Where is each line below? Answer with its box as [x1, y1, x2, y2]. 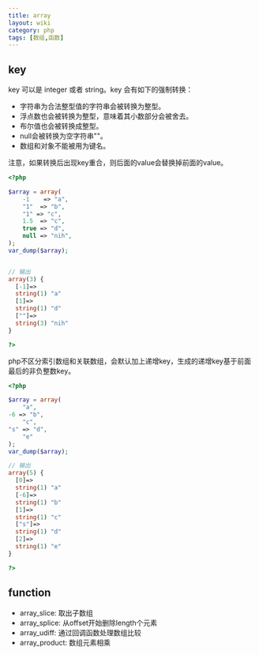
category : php [8, 26, 55, 34]
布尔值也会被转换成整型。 [19, 122, 103, 131]
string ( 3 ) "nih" [15, 319, 69, 327]
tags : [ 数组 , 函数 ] [8, 33, 65, 42]
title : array [8, 11, 51, 20]
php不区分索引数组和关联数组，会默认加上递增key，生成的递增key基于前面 [8, 356, 251, 366]
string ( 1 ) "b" [15, 499, 62, 506]
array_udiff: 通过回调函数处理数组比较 [19, 627, 142, 637]
